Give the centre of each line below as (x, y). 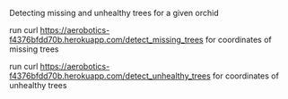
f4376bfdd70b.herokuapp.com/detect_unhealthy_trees (110, 76)
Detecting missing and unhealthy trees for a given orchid (114, 13)
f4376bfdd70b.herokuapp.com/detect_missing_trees (106, 40)
